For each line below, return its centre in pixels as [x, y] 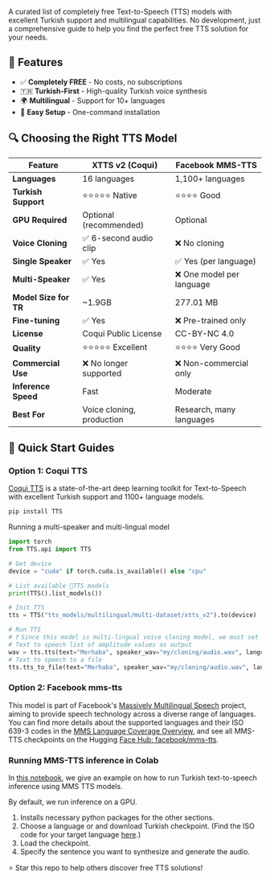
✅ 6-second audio [118, 238]
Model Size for [41, 297]
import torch [30, 542]
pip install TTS [35, 512]
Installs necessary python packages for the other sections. [117, 818]
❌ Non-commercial [212, 363]
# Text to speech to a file [55, 660]
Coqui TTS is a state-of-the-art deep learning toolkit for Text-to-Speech [127, 488]
